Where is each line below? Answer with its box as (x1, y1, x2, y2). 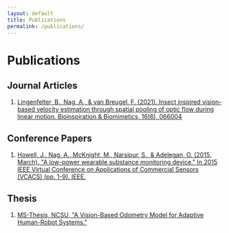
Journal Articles (7, 80, 78, 91)
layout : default (7, 10, 54, 17)
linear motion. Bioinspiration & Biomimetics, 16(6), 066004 (17, 113, 182, 121)
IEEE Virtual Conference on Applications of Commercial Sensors (17, 166, 199, 174)
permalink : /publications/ (7, 23, 85, 30)
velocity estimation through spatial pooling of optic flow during (36, 105, 215, 113)
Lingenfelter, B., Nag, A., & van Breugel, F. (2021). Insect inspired (17, 98, 201, 107)
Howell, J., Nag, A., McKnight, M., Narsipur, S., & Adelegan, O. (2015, (17, 151, 212, 159)
